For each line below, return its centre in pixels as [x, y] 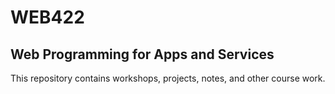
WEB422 [47, 17]
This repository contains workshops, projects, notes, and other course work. [168, 78]
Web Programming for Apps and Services [142, 54]
